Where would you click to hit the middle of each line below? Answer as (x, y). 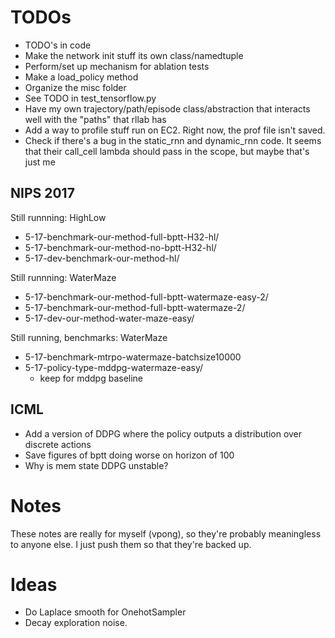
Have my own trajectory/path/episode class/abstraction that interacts (167, 108)
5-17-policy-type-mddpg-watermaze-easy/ (114, 367)
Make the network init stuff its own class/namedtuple (134, 55)
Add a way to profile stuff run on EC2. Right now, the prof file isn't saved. (175, 130)
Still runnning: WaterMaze (63, 277)
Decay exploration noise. (76, 623)
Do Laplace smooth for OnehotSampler (105, 612)
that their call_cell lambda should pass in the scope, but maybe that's (167, 151)
